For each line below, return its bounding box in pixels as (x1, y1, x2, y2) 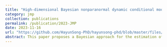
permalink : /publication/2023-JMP (5, 21, 77, 26)
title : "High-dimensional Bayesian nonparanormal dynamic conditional (5, 7, 155, 12)
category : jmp (5, 12, 35, 17)
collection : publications (5, 16, 59, 21)
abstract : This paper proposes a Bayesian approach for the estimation (5, 35, 157, 40)
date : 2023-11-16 (5, 25, 41, 30)
